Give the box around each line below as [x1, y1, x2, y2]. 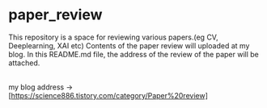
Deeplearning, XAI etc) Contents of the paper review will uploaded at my [8, 40, 250, 50]
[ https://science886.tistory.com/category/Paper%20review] [8, 90, 209, 100]
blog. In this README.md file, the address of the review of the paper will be [8, 49, 259, 59]
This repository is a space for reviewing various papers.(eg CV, [8, 32, 218, 42]
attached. [8, 58, 40, 68]
